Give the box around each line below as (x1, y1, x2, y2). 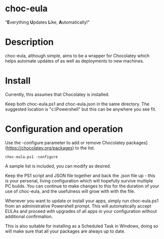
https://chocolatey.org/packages (6, 145, 72, 150)
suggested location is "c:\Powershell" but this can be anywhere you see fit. (5, 106, 157, 112)
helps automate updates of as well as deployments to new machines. (5, 58, 144, 64)
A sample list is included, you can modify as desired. (5, 163, 111, 169)
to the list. (75, 145, 95, 150)
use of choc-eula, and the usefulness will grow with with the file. (5, 188, 136, 194)
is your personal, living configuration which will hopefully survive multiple (5, 178, 153, 183)
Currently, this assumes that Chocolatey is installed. (5, 91, 110, 97)
